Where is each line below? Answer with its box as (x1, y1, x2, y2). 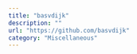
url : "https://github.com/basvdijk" (8, 26, 130, 34)
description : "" (8, 19, 62, 27)
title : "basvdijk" (8, 11, 69, 20)
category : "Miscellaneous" (8, 33, 98, 42)
